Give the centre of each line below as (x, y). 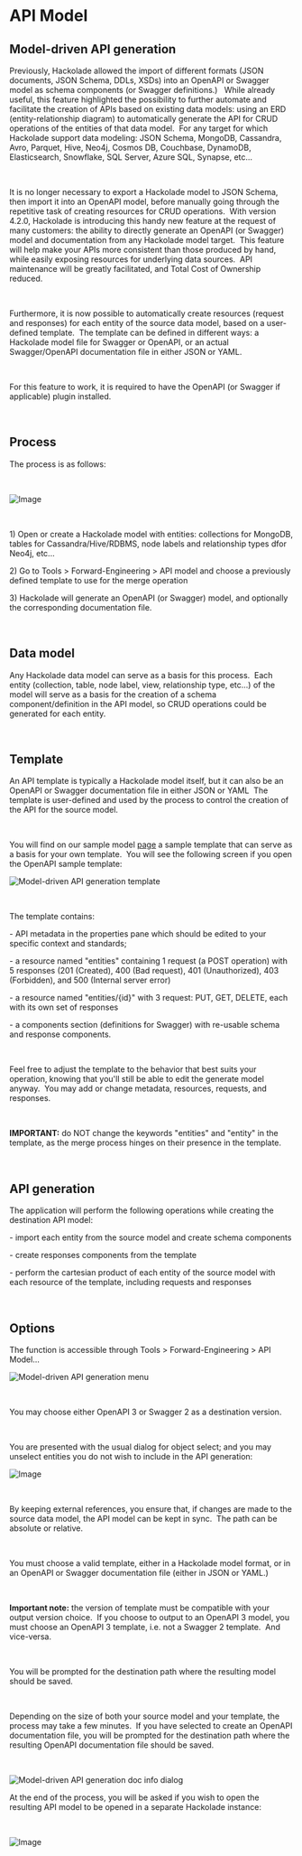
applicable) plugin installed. (60, 396)
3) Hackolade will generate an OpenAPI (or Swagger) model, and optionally (149, 598)
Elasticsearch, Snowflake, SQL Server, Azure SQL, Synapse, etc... (131, 157)
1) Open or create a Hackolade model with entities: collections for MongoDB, (151, 534)
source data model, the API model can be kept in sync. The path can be (143, 1519)
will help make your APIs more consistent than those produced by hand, (143, 250)
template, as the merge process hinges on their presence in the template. (146, 1143)
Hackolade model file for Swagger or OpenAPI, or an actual (119, 342)
